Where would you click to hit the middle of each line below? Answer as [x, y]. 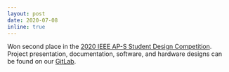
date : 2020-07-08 [33, 20]
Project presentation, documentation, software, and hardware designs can [115, 54]
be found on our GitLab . [42, 62]
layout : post [26, 14]
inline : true [26, 27]
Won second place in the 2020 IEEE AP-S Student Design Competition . [110, 47]
